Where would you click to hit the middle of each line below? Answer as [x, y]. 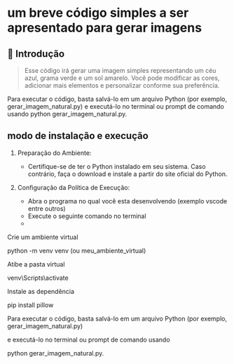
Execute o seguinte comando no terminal [87, 216]
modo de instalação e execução [78, 136]
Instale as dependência [41, 291]
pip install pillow [30, 305]
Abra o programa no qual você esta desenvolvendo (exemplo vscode [128, 201]
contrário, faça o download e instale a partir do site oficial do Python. [128, 174]
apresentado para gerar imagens [104, 28]
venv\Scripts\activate [38, 278]
